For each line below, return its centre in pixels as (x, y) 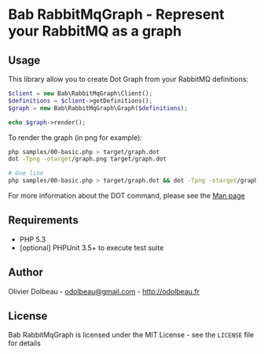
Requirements (43, 221)
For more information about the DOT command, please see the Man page (126, 195)
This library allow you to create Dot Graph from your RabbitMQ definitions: (128, 79)
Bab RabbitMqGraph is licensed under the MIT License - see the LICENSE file (131, 335)
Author (26, 273)
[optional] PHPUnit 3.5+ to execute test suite (92, 247)
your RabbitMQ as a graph (95, 31)
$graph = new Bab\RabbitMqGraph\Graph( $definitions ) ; (98, 108)
